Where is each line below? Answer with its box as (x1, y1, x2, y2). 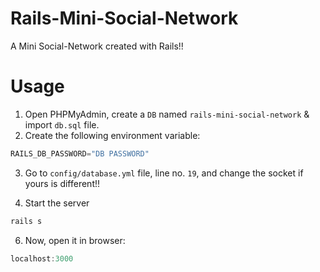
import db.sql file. (24, 118, 100, 131)
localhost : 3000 (10, 253, 74, 264)
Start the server (24, 197, 90, 209)
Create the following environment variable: (24, 129, 201, 141)
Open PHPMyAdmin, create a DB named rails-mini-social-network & (24, 108, 310, 120)
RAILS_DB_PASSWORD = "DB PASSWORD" (10, 148, 150, 159)
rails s (10, 216, 43, 226)
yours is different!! (24, 177, 101, 189)
